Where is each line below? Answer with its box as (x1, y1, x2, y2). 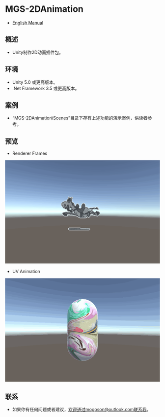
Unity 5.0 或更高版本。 (12, 79, 58, 85)
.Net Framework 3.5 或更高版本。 (12, 85, 80, 91)
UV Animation (12, 269, 40, 275)
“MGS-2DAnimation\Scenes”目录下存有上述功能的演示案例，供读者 (12, 115, 148, 121)
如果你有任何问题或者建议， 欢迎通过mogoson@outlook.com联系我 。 (12, 407, 151, 413)
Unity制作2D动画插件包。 (12, 49, 64, 55)
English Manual (12, 20, 43, 26)
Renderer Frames (12, 150, 48, 156)
